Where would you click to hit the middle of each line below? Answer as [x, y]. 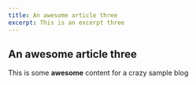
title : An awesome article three [63, 15]
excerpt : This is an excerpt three [67, 23]
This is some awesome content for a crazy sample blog [98, 73]
